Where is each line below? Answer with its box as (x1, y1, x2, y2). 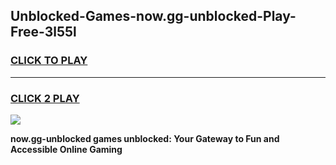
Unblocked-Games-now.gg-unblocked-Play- (10, 8, 297, 25)
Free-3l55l (10, 24, 77, 41)
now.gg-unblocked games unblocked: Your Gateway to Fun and (10, 132, 280, 144)
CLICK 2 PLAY (10, 91, 80, 105)
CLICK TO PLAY (10, 54, 88, 68)
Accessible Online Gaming (10, 143, 123, 155)
